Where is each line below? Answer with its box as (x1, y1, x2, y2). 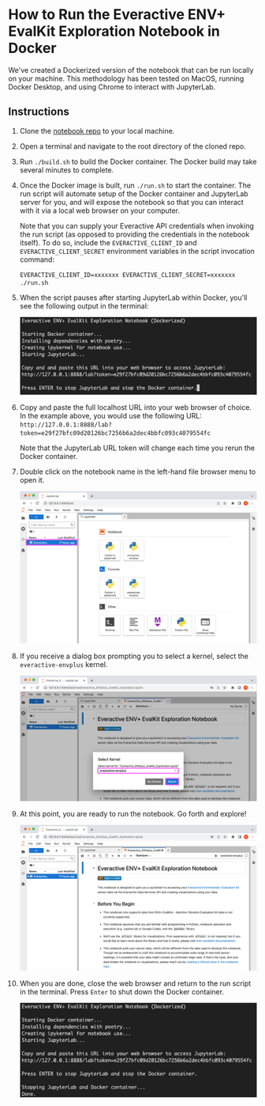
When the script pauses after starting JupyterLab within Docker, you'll (19, 293, 248, 302)
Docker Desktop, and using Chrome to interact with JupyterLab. (8, 81, 216, 92)
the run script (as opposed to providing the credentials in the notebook (19, 229, 250, 239)
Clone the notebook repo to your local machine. (19, 126, 175, 135)
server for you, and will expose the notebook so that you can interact (19, 197, 244, 206)
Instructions (8, 105, 69, 119)
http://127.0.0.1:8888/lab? (19, 421, 112, 429)
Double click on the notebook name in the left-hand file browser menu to (19, 467, 256, 476)
